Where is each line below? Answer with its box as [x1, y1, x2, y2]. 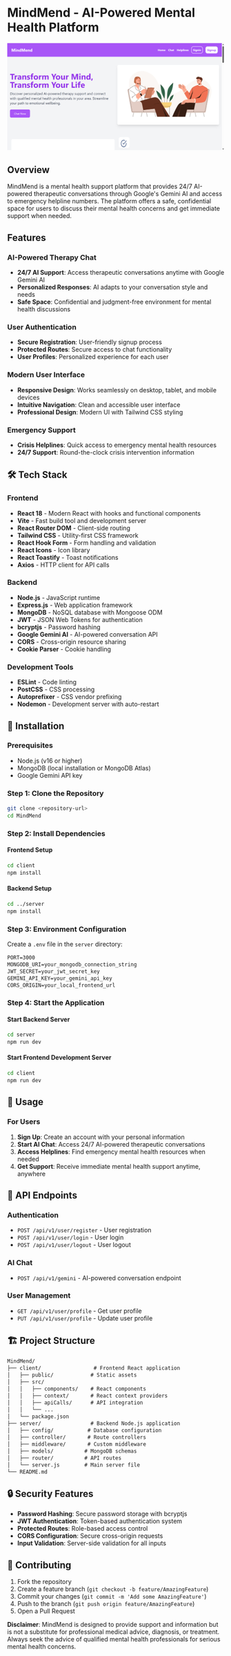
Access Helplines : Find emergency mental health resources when [17, 1147, 205, 1156]
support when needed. [7, 212, 72, 220]
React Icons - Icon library [17, 545, 90, 554]
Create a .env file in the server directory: [7, 940, 123, 949]
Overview [7, 164, 50, 176]
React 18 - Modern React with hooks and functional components [17, 509, 201, 517]
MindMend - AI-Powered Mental [7, 5, 195, 21]
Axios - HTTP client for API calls [17, 561, 110, 569]
